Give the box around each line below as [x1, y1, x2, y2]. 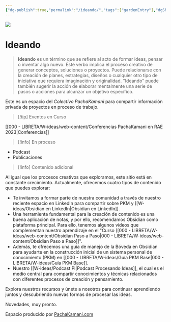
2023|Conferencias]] [5, 129, 49, 135]
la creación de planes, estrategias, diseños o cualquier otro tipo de [17, 72, 158, 78]
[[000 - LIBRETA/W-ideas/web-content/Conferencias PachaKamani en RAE [5, 123, 163, 130]
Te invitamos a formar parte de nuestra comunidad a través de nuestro [12, 194, 161, 201]
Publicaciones [12, 154, 42, 160]
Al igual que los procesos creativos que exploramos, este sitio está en [5, 174, 152, 180]
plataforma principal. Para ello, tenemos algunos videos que [12, 221, 139, 228]
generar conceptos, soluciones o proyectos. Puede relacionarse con [17, 67, 161, 73]
